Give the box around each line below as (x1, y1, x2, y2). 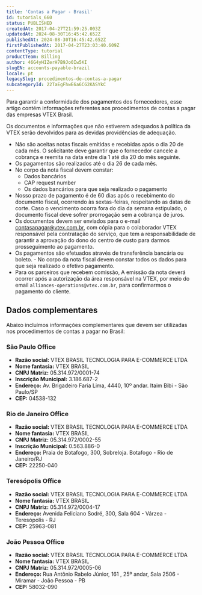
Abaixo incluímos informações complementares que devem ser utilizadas (6, 321, 188, 328)
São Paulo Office (6, 343, 56, 351)
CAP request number (23, 179, 76, 186)
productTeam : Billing (6, 54, 61, 60)
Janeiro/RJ (14, 455, 42, 463)
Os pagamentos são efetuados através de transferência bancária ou (14, 249, 184, 257)
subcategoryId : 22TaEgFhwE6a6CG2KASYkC (6, 82, 106, 88)
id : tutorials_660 (6, 14, 52, 20)
